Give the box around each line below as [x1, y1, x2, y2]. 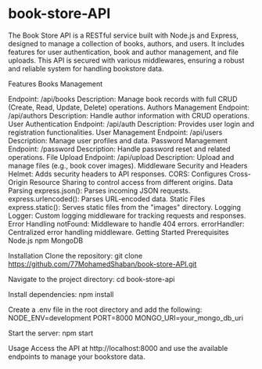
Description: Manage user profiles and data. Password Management [8, 136, 228, 145]
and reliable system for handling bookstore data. [8, 63, 164, 73]
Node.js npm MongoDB [8, 236, 84, 245]
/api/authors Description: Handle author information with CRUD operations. [8, 110, 250, 120]
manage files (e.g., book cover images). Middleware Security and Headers [8, 161, 248, 170]
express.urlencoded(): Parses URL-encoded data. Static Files [8, 194, 206, 204]
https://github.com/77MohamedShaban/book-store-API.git [8, 259, 197, 269]
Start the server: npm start [8, 328, 94, 338]
